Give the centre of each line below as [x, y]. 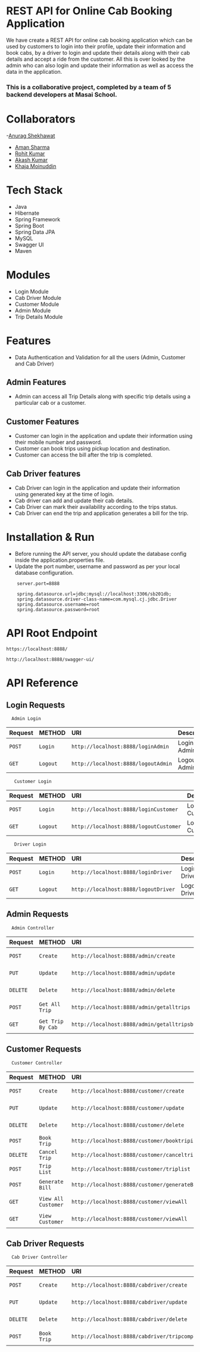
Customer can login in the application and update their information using [104, 436]
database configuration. [44, 572]
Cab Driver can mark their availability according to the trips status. [96, 507]
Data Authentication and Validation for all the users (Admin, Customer [100, 357]
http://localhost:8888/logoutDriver [123, 889]
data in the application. [34, 71]
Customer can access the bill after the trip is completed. [84, 455]
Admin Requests [37, 914]
